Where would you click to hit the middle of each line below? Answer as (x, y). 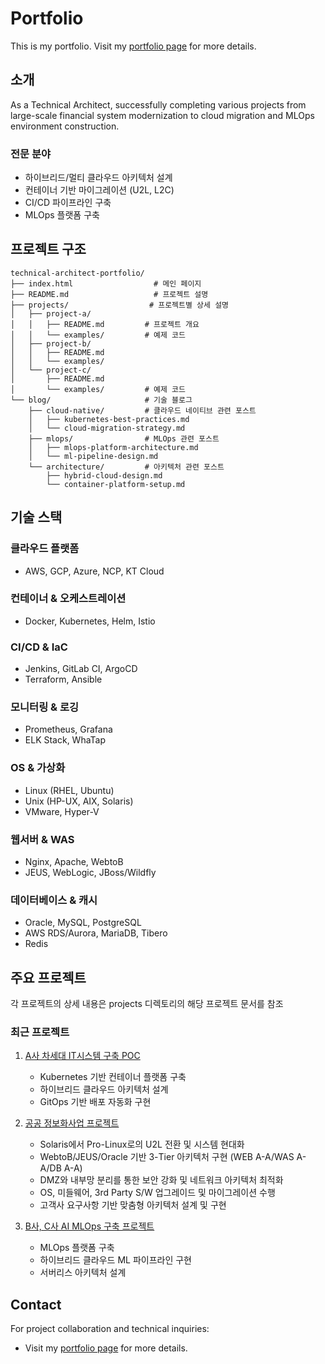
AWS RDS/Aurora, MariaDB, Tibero (96, 933)
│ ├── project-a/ (51, 313)
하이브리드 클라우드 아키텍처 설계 (104, 1089)
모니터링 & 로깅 (45, 707)
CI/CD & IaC (39, 647)
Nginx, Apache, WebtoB (74, 862)
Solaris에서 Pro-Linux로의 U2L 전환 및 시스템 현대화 (142, 1144)
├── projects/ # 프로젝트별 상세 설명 (120, 305)
